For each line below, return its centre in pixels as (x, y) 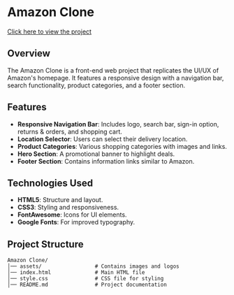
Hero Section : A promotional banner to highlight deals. (96, 154)
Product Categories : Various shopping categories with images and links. (122, 146)
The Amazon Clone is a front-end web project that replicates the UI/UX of (113, 70)
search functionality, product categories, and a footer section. (96, 85)
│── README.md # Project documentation (87, 285)
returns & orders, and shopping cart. (70, 131)
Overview (29, 53)
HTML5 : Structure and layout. (60, 200)
